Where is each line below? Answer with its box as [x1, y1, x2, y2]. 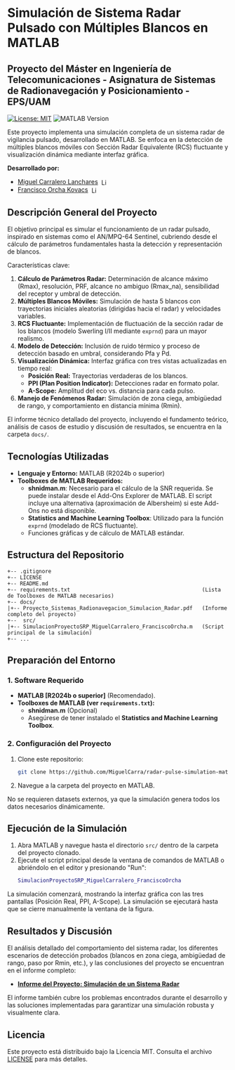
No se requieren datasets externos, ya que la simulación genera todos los [7, 795, 220, 803]
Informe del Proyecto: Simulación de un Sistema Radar [17, 980, 180, 989]
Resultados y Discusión [7, 925, 112, 937]
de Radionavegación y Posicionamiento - [7, 84, 190, 96]
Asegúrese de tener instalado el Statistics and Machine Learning [27, 714, 218, 722]
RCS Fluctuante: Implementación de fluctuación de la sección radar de [17, 320, 223, 328]
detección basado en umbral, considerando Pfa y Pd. [17, 349, 172, 358]
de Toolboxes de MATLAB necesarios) [7, 592, 114, 599]
